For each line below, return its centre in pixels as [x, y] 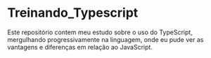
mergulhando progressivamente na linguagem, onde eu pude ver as [105, 39]
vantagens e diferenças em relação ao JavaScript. [80, 47]
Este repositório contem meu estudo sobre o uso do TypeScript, [100, 32]
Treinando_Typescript [73, 13]
